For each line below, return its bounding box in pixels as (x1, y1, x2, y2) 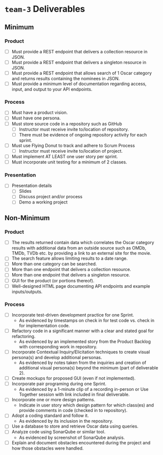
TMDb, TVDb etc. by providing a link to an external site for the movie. (11, 250, 151, 256)
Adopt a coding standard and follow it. (11, 412, 89, 419)
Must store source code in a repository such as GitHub (11, 121, 122, 127)
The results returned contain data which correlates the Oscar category (11, 240, 155, 246)
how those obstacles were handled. (11, 445, 84, 451)
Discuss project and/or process (19, 194, 83, 200)
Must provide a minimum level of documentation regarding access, (11, 81, 147, 87)
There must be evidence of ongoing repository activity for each (19, 132, 147, 137)
